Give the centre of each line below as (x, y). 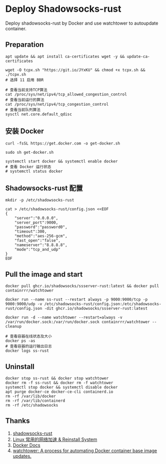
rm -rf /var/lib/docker (31, 396)
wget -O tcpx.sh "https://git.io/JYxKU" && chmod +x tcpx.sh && (75, 70)
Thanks (18, 421)
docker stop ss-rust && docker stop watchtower (57, 378)
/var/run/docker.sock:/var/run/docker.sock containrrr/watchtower (78, 322)
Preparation (25, 45)
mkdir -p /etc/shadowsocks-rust (40, 200)
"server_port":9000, (36, 223)
